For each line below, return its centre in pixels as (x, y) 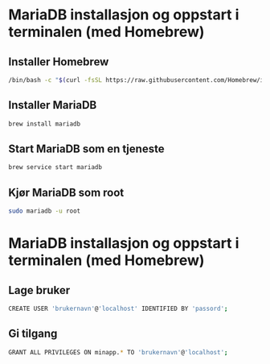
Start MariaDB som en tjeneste (86, 149)
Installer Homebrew (59, 62)
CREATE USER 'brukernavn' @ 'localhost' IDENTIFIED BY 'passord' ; (118, 308)
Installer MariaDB (53, 105)
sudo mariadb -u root (45, 211)
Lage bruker (39, 290)
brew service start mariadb (55, 168)
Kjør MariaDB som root (66, 192)
